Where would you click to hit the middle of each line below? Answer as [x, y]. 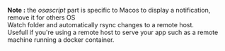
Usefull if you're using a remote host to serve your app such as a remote [113, 32]
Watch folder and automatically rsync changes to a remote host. [101, 25]
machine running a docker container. [61, 40]
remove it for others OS [41, 17]
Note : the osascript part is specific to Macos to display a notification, [109, 10]
